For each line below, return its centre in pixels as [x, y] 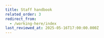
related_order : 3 [23, 14]
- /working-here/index [33, 23]
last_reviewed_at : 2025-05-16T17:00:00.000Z [52, 28]
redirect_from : [21, 19]
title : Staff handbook [29, 10]
